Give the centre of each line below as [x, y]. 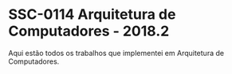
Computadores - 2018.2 [89, 31]
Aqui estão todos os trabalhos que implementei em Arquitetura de [116, 53]
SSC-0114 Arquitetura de [92, 15]
